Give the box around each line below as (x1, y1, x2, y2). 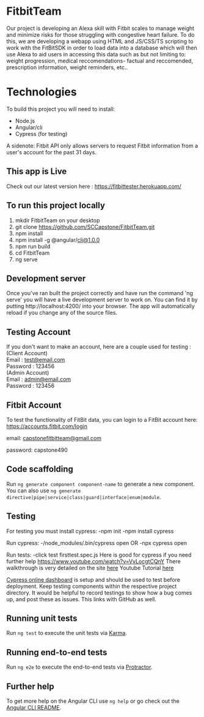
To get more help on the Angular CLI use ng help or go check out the (6, 697, 180, 705)
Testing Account (6, 326, 71, 337)
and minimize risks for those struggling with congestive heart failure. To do (6, 31, 195, 38)
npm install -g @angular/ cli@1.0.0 (15, 236, 100, 243)
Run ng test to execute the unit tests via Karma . (6, 629, 127, 637)
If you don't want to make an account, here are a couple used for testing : (6, 343, 191, 350)
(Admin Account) (6, 369, 49, 377)
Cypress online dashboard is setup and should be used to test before (6, 576, 180, 583)
